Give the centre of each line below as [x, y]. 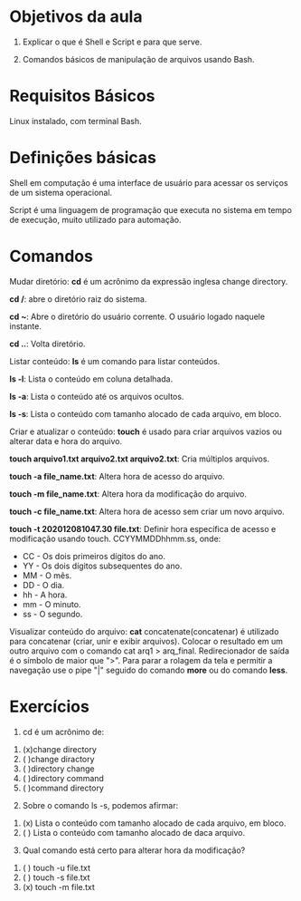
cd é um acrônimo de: [63, 731]
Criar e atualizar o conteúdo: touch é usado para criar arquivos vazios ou [146, 431]
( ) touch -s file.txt [56, 877]
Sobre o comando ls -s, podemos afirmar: [100, 805]
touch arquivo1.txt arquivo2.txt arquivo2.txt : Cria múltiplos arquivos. [139, 459]
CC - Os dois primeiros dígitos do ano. [94, 556]
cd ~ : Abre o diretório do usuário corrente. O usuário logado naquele [137, 316]
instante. [26, 326]
